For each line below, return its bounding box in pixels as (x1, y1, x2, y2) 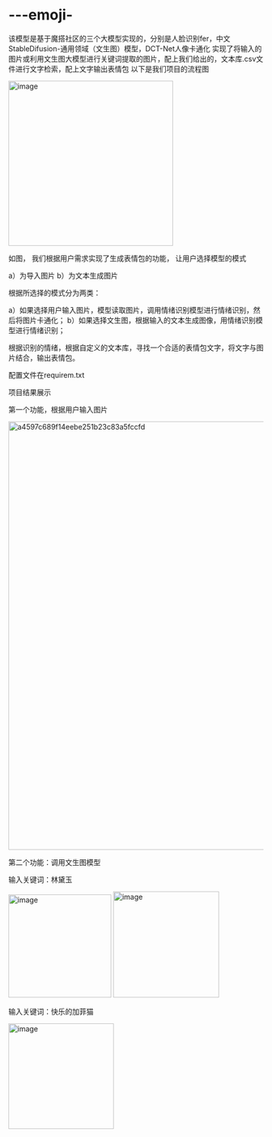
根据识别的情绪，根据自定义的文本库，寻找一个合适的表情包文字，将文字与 (8, 343, 257, 352)
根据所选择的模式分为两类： (8, 287, 101, 297)
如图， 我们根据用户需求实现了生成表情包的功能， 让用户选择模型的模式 (8, 253, 247, 263)
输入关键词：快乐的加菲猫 (8, 1006, 94, 1016)
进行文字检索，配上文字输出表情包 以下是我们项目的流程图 (15, 63, 209, 74)
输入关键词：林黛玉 (8, 875, 73, 884)
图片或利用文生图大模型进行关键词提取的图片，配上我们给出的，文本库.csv (8, 54, 257, 63)
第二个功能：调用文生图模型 (8, 857, 101, 867)
